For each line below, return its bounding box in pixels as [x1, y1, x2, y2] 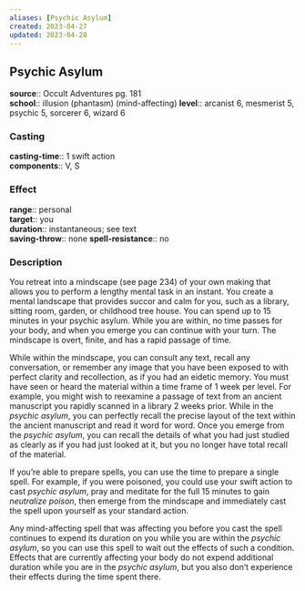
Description [9, 256, 63, 269]
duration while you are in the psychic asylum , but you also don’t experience [9, 562, 293, 573]
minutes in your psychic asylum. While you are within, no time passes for [9, 315, 283, 326]
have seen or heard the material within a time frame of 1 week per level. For [9, 382, 291, 392]
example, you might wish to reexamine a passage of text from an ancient [9, 391, 282, 402]
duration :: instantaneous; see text [9, 223, 137, 234]
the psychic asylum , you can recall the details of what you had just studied [9, 430, 290, 441]
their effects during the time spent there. [9, 571, 162, 583]
